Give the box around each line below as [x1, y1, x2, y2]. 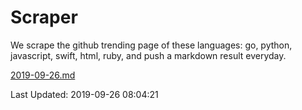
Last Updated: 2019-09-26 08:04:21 [10, 88, 159, 100]
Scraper [10, 6, 78, 29]
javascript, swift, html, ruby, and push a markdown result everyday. [10, 49, 287, 61]
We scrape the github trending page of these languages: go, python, [10, 39, 293, 51]
